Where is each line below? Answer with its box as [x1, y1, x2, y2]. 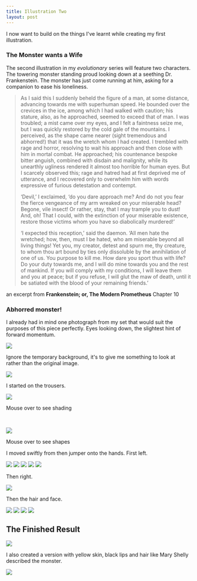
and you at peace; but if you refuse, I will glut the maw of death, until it [20, 273, 191, 280]
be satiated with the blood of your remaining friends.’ [20, 279, 148, 286]
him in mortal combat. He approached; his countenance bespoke [20, 150, 178, 157]
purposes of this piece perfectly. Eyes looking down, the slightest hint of [6, 325, 181, 332]
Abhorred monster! [6, 305, 62, 313]
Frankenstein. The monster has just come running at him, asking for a [6, 77, 174, 84]
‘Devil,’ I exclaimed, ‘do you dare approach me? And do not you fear [20, 193, 184, 200]
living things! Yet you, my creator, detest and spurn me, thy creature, [20, 242, 186, 249]
